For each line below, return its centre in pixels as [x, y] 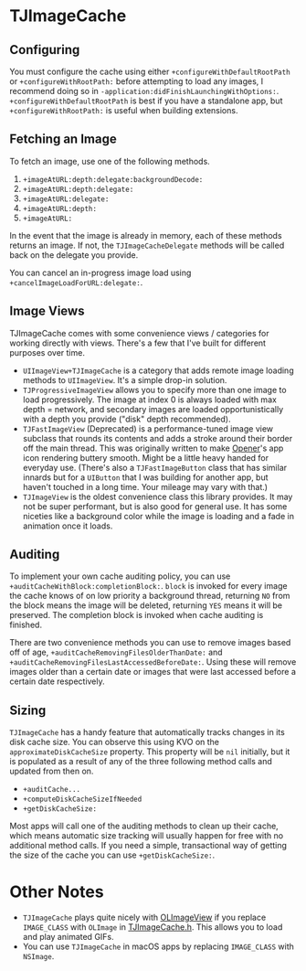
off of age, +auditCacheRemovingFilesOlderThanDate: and [116, 652]
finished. [26, 625]
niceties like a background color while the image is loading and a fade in [158, 516]
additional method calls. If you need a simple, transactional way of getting [148, 846]
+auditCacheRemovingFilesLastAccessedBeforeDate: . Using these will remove [153, 662]
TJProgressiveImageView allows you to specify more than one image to [154, 389]
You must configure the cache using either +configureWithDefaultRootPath [150, 71]
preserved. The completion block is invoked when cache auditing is [137, 615]
